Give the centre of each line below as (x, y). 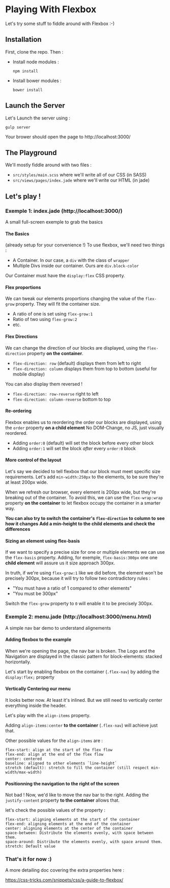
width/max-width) (24, 772)
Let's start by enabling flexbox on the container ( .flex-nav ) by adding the (82, 672)
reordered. (17, 433)
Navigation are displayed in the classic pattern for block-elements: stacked (84, 656)
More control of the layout (33, 460)
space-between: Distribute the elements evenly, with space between (79, 833)
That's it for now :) (29, 859)
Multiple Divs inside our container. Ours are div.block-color (76, 266)
